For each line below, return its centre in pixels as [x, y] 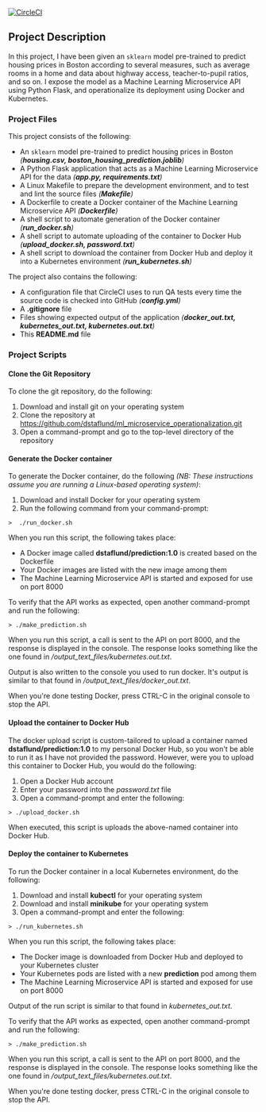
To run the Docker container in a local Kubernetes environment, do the [123, 871]
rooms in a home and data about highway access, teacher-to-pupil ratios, [128, 73]
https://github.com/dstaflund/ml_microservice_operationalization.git [131, 424]
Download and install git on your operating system [102, 407]
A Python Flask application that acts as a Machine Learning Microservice [139, 169]
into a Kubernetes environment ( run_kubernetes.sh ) [106, 261]
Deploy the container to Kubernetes [68, 854]
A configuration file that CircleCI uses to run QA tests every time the [131, 292]
